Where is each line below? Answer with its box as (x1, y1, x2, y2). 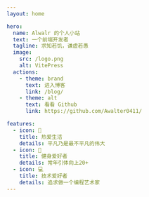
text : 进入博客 (25, 81, 66, 88)
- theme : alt (19, 95, 58, 102)
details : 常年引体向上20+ (19, 159, 89, 167)
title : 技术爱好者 (19, 172, 68, 179)
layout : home (6, 10, 45, 18)
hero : (6, 22, 22, 30)
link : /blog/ (25, 88, 64, 95)
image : (13, 49, 32, 56)
